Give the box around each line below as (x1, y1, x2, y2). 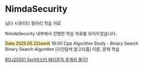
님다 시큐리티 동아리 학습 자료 (5, 20, 61, 26)
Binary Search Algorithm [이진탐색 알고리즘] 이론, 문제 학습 (5, 46, 120, 52)
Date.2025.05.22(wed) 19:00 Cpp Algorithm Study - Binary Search (5, 40, 139, 46)
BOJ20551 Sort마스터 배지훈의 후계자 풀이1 (5, 56, 88, 62)
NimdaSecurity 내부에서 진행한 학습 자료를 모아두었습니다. (5, 30, 117, 36)
